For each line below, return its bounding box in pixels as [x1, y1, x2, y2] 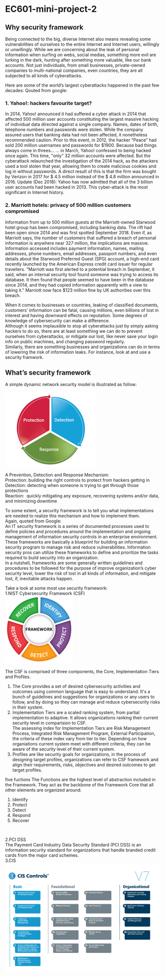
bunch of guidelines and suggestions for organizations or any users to [12, 694, 155, 700]
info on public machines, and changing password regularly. [5, 338, 125, 344]
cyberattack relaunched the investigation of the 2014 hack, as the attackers [5, 158, 159, 164]
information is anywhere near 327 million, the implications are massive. [5, 240, 149, 246]
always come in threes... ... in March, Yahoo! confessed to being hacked [5, 148, 151, 154]
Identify [12, 797, 28, 803]
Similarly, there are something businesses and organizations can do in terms [5, 344, 160, 350]
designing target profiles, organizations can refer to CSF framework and [12, 757, 159, 763]
